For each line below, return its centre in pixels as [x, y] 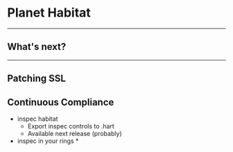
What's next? [37, 47]
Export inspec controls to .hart [71, 126]
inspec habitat [37, 119]
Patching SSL [36, 79]
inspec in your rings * [48, 141]
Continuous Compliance [61, 102]
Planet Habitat [49, 13]
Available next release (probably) [75, 133]
